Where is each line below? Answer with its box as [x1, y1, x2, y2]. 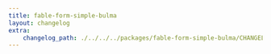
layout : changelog [8, 19, 70, 27]
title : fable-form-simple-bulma [8, 11, 117, 20]
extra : [8, 26, 31, 34]
